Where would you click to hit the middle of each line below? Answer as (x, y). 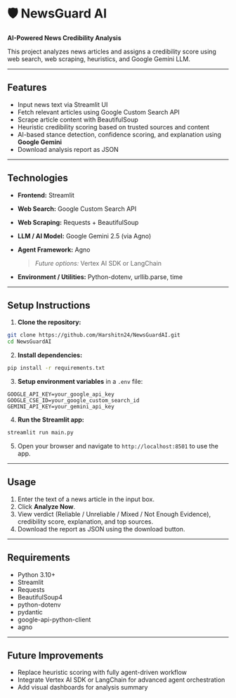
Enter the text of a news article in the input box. (86, 499)
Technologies (38, 178)
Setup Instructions (49, 305)
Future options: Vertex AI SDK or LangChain (98, 263)
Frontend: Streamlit (46, 195)
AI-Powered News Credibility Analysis (64, 38)
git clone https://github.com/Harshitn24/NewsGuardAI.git (94, 335)
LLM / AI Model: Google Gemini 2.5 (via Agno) (84, 235)
